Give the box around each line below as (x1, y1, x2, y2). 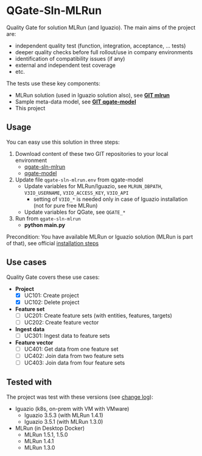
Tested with (6, 377, 52, 387)
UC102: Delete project (24, 298, 80, 306)
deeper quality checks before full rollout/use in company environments (15, 48, 193, 55)
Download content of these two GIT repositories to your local (15, 150, 169, 157)
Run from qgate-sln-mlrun (15, 214, 81, 222)
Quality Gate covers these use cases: (6, 273, 100, 281)
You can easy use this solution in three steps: (6, 138, 120, 146)
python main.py (24, 221, 66, 228)
